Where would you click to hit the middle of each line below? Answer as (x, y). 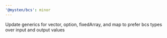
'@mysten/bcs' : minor (28, 10)
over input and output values (35, 30)
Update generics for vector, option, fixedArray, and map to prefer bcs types (84, 24)
